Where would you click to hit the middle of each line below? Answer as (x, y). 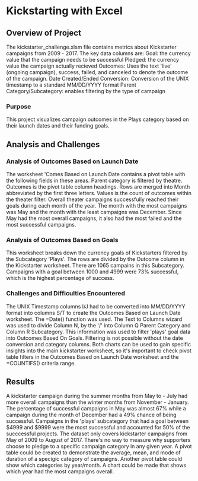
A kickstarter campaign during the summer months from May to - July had (97, 396)
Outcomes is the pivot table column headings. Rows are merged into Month (98, 187)
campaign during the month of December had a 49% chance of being (91, 415)
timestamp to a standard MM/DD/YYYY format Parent (71, 85)
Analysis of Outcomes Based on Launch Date (72, 161)
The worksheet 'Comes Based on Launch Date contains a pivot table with (96, 174)
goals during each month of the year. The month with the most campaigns (97, 205)
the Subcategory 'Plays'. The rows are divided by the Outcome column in (95, 259)
